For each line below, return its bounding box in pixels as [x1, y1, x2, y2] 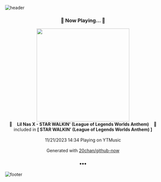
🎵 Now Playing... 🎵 [60, 17, 106, 24]
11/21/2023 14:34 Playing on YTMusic [45, 137, 121, 143]
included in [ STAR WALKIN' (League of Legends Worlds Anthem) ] [13, 126, 153, 132]
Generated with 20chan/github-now [46, 148, 120, 154]
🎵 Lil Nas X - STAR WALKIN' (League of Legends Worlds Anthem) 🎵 [9, 121, 157, 127]
